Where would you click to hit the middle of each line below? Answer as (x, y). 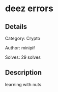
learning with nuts (23, 84)
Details (16, 27)
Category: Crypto (23, 38)
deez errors (29, 9)
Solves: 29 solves (23, 57)
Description (23, 73)
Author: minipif (20, 48)
